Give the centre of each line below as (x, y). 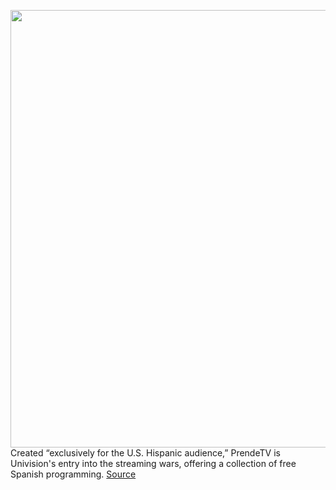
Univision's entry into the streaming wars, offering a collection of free (153, 463)
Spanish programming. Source (73, 474)
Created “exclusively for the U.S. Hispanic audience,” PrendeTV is (145, 453)
